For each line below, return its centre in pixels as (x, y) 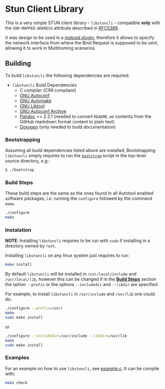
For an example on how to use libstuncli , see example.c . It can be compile (82, 368)
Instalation (18, 230)
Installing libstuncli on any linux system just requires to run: (67, 255)
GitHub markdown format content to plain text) (67, 121)
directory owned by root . (31, 246)
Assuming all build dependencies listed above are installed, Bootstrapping (80, 150)
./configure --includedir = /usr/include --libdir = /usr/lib (66, 336)
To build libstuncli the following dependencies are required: (67, 75)
